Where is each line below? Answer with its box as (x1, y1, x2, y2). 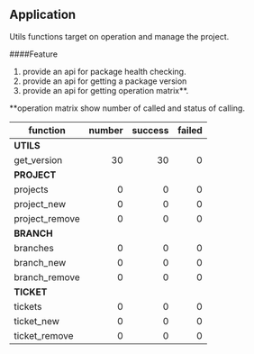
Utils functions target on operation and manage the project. (9, 31, 230, 41)
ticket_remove (14, 329, 74, 341)
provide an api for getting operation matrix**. (22, 85, 189, 95)
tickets (14, 300, 42, 313)
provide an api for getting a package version (22, 76, 187, 86)
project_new (14, 197, 67, 210)
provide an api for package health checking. (22, 66, 186, 77)
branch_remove (14, 270, 81, 283)
